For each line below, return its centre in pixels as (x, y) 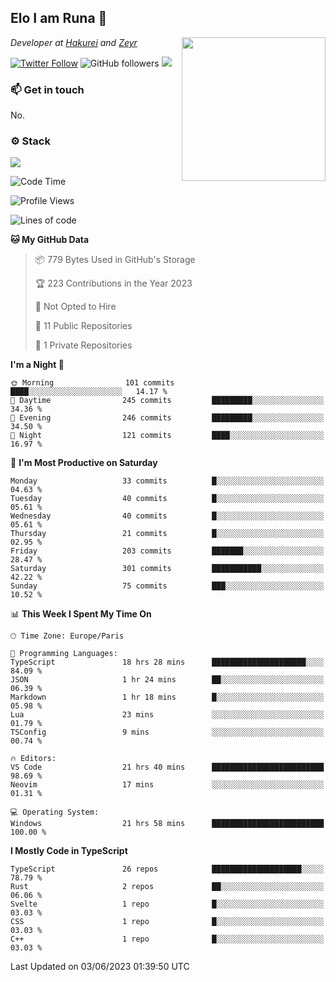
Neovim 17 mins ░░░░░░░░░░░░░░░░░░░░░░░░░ (167, 785)
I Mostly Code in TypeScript (69, 851)
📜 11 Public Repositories (83, 326)
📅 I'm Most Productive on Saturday (84, 463)
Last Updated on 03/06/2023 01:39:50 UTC (100, 967)
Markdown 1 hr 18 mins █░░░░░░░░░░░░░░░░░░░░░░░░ (167, 697)
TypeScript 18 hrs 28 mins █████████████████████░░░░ (167, 662)
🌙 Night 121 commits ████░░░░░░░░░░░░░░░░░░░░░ (167, 436)
